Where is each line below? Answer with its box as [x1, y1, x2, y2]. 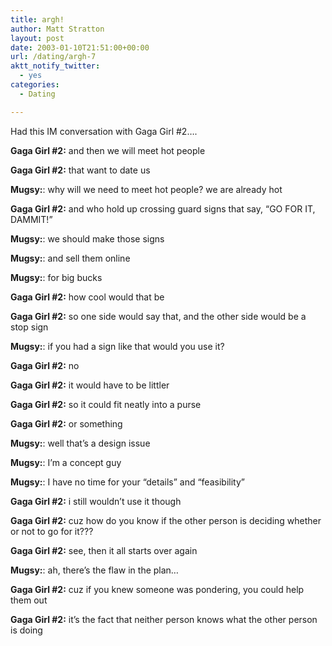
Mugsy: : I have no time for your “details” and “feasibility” [10, 476, 245, 488]
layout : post [10, 33, 65, 43]
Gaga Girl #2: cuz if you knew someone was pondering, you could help [10, 583, 305, 595]
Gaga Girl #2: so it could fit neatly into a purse [10, 398, 202, 410]
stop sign [10, 321, 49, 333]
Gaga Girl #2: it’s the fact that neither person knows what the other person [10, 613, 318, 625]
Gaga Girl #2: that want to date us [10, 164, 151, 176]
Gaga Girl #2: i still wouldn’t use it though [10, 495, 182, 507]
